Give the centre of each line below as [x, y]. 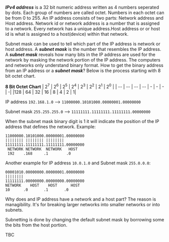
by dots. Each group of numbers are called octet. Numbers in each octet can [85, 13]
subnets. [14, 210]
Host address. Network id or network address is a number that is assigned [82, 23]
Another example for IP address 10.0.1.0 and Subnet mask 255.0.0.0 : [78, 163]
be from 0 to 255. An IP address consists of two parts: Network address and [84, 18]
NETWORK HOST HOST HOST [43, 185]
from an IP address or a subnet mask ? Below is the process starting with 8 [83, 71]
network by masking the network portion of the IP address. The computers [83, 60]
